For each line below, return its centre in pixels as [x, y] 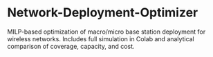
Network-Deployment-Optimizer [103, 13]
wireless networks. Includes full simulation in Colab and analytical [101, 38]
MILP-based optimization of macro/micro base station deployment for [106, 32]
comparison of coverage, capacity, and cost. [71, 46]
